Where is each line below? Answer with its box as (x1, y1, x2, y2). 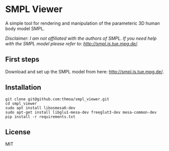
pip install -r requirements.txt (5, 114, 76, 119)
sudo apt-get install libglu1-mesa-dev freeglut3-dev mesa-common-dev (5, 110, 157, 115)
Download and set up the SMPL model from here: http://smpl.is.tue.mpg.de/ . (5, 68, 164, 74)
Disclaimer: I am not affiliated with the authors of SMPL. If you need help (5, 35, 157, 41)
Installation (5, 83, 41, 92)
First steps (5, 55, 39, 64)
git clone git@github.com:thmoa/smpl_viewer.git (5, 97, 109, 102)
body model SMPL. (5, 25, 45, 31)
